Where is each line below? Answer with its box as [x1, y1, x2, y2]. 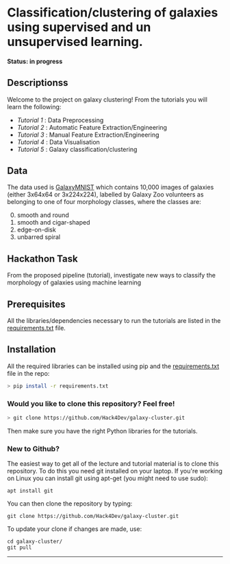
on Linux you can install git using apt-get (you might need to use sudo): [7, 474, 209, 482]
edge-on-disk [16, 225, 56, 234]
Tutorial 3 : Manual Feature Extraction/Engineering [16, 131, 159, 139]
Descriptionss [7, 77, 68, 89]
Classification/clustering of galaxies [7, 5, 218, 21]
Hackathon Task [7, 253, 78, 264]
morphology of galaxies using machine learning [7, 278, 142, 286]
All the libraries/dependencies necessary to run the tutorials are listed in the [7, 317, 221, 325]
